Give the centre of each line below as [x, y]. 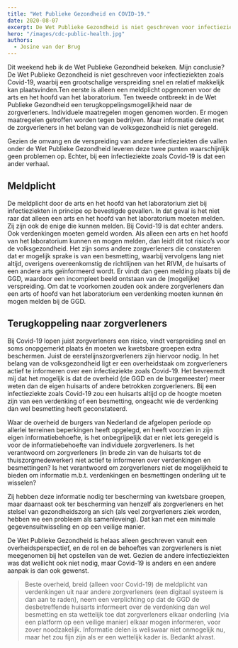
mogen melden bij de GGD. [47, 301]
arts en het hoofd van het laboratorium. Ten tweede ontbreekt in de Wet [112, 97]
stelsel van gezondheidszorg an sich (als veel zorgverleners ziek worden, [114, 511]
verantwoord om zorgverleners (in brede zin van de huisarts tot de [104, 452]
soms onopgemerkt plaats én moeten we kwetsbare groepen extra [104, 348]
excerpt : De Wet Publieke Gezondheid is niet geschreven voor [101, 27]
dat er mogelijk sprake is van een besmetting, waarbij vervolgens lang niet [116, 256]
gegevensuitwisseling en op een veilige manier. [76, 527]
